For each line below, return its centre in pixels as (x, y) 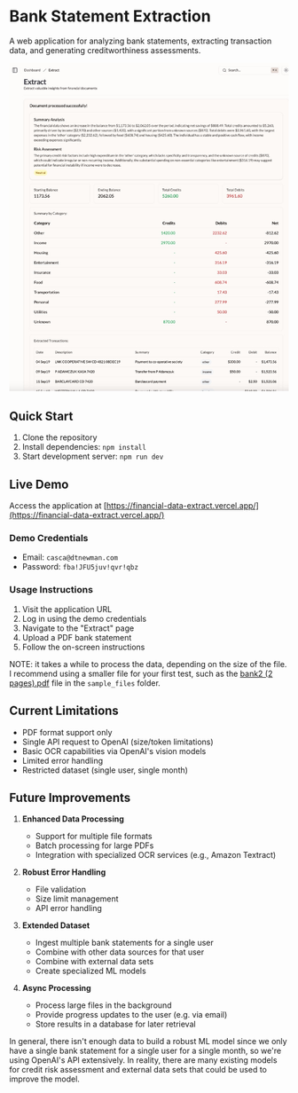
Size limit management (77, 899)
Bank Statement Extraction (110, 16)
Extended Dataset (56, 925)
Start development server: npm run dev (93, 456)
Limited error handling (63, 760)
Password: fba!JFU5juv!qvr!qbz (80, 567)
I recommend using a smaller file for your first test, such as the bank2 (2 (141, 673)
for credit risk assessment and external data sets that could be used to (138, 1070)
